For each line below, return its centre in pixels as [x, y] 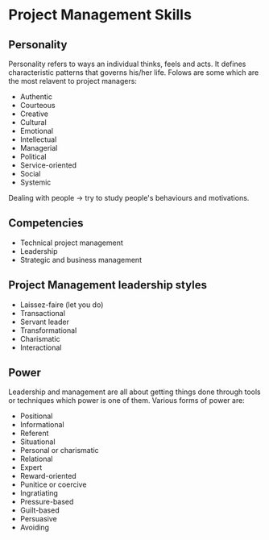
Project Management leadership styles [108, 285]
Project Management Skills [100, 15]
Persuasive [39, 519]
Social [30, 174]
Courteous [37, 105]
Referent [34, 434]
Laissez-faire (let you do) [62, 305]
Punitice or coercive [53, 484]
